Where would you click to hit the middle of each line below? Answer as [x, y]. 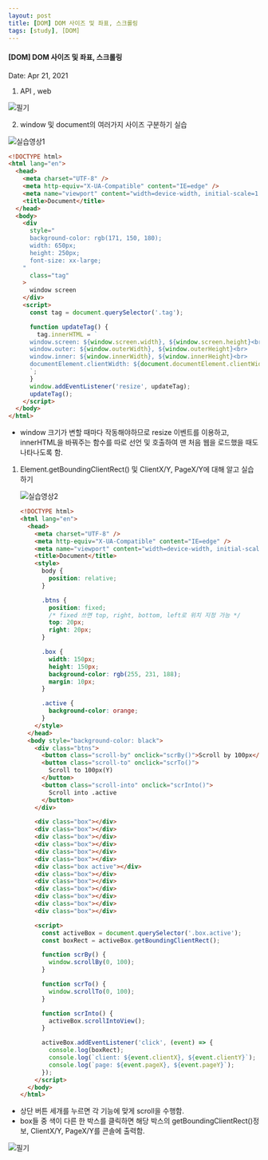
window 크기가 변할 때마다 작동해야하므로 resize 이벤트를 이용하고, [124, 433]
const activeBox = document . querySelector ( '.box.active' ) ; [141, 933]
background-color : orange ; [94, 711]
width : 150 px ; [72, 659]
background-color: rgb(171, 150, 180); [95, 238]
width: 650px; [53, 246]
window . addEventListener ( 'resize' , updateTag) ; [110, 386]
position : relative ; [83, 579]
